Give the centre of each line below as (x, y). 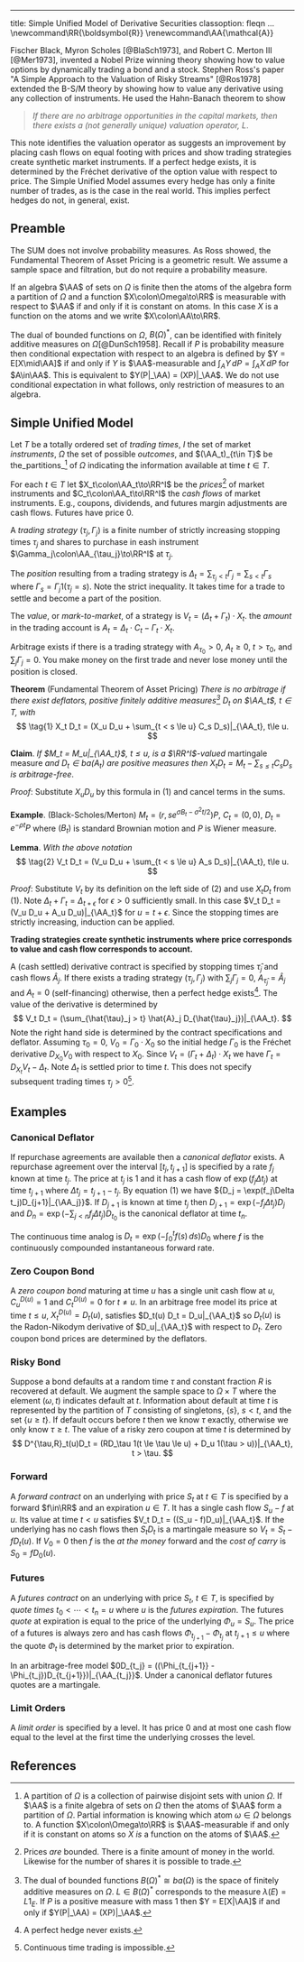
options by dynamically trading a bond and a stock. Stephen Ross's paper (147, 69)
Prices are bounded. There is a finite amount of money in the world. (149, 1852)
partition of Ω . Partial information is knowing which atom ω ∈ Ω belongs (157, 1815)
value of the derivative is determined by (84, 1004)
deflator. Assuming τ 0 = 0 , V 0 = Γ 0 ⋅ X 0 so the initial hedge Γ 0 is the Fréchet (151, 1043)
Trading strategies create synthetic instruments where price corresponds (151, 939)
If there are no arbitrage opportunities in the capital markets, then (155, 115)
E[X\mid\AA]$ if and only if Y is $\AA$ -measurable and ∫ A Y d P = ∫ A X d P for (150, 364)
